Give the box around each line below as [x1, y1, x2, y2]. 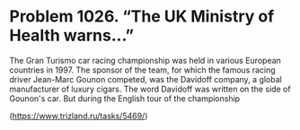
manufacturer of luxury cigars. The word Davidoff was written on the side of [9, 83, 291, 94]
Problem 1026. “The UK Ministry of [9, 6, 275, 27]
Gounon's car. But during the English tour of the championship [9, 92, 241, 104]
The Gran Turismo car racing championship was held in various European [9, 55, 281, 65]
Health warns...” [9, 25, 135, 46]
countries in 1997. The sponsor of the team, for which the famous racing [9, 65, 276, 75]
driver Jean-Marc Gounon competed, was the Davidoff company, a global [9, 74, 283, 84]
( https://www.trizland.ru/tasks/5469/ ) [9, 110, 148, 121]
